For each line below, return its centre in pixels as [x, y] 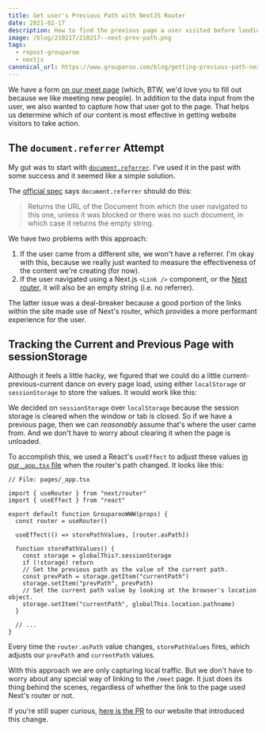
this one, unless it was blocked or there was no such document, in [135, 214]
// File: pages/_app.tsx [49, 480]
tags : [17, 45]
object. [21, 597]
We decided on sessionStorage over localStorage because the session [124, 408]
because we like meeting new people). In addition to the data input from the [131, 98]
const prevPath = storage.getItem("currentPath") [106, 577]
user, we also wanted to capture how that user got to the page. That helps [129, 106]
